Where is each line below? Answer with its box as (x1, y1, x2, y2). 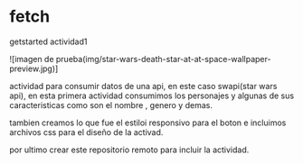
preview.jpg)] (9, 63, 59, 74)
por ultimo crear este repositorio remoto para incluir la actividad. (9, 144, 250, 155)
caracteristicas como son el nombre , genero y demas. (9, 99, 213, 110)
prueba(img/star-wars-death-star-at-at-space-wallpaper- (55, 53, 271, 64)
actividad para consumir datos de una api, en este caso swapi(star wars (9, 80, 278, 91)
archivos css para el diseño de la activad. (9, 126, 164, 137)
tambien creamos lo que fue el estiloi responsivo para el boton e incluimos (9, 117, 287, 128)
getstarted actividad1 (9, 36, 88, 47)
